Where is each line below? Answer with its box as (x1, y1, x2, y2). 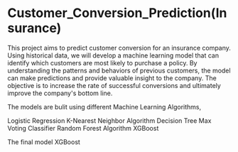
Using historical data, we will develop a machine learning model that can (7, 51, 219, 60)
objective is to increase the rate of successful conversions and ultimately (7, 81, 222, 89)
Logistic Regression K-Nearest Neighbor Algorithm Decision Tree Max (7, 116, 212, 125)
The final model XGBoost (7, 137, 80, 146)
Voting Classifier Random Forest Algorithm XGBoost (7, 124, 159, 132)
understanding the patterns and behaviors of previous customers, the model (7, 66, 231, 75)
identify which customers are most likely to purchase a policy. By (7, 58, 198, 67)
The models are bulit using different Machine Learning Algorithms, (7, 102, 201, 111)
